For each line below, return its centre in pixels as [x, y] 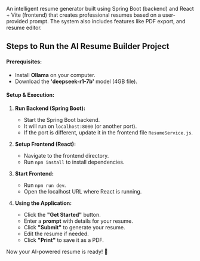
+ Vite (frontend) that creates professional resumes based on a [84, 15]
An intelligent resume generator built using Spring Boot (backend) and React [100, 9]
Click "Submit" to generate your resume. [74, 227]
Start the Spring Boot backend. [62, 119]
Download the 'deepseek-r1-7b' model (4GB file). [76, 81]
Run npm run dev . [45, 185]
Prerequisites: [24, 62]
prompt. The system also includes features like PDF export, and [107, 21]
